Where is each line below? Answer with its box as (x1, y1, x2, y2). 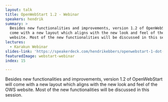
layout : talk (5, 7, 32, 12)
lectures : (5, 40, 26, 45)
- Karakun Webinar (9, 44, 48, 49)
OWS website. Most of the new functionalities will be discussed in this (5, 87, 149, 93)
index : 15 (5, 58, 26, 63)
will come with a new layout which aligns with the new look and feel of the (5, 82, 157, 88)
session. (5, 92, 22, 98)
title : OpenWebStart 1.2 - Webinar (5, 12, 79, 17)
